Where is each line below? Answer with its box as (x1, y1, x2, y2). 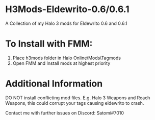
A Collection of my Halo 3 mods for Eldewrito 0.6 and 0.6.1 (5, 20, 127, 26)
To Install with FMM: (5, 38, 93, 50)
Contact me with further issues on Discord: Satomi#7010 (5, 110, 124, 116)
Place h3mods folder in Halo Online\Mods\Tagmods (12, 55, 121, 61)
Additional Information (5, 78, 103, 90)
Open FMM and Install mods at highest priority (12, 60, 111, 66)
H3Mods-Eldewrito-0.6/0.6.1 (5, 4, 130, 15)
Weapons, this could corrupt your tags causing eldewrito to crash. (5, 100, 144, 106)
